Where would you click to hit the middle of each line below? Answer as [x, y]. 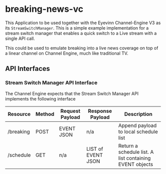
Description [138, 114]
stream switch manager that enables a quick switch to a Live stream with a [81, 33]
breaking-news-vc [44, 9]
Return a [128, 145]
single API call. [20, 38]
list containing [135, 158]
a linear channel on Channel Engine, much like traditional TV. [67, 53]
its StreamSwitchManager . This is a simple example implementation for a [77, 28]
